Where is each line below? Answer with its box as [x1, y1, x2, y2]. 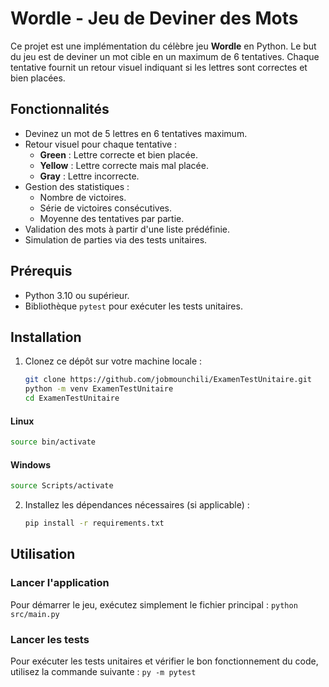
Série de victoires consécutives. [39, 202, 172, 214]
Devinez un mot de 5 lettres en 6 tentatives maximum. [24, 127, 248, 139]
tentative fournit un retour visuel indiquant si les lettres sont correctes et [10, 61, 308, 73]
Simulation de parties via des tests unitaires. [24, 233, 208, 246]
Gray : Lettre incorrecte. [39, 170, 140, 182]
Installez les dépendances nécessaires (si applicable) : [24, 499, 250, 511]
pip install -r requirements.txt [24, 518, 165, 529]
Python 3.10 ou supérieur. [24, 289, 130, 301]
